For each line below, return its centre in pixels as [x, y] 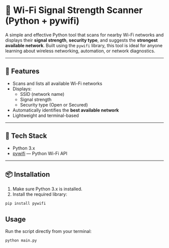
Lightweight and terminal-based [46, 115]
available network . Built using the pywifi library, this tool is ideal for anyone [84, 45]
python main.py [21, 240]
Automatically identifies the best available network [66, 110]
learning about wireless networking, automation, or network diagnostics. [80, 51]
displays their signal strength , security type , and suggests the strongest [81, 40]
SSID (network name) [42, 94]
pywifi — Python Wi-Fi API [40, 153]
